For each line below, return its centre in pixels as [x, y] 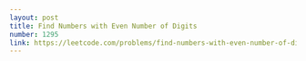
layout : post [34, 17]
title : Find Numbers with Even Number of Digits [103, 26]
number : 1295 [34, 34]
